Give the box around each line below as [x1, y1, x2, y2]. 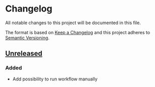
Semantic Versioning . [5, 35, 49, 41]
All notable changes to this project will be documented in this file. [5, 20, 141, 26]
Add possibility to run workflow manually [12, 76, 97, 82]
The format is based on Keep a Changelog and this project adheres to [5, 29, 150, 35]
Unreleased [5, 49, 43, 58]
